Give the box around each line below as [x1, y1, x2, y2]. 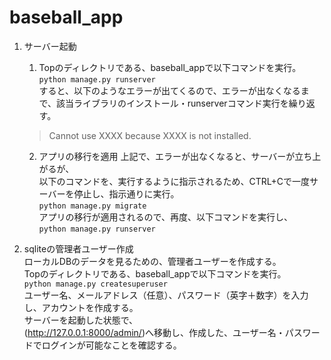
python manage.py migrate [38, 201, 147, 211]
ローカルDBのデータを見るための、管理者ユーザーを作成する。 [23, 255, 282, 267]
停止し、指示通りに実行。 [73, 187, 180, 200]
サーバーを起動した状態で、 [23, 314, 139, 326]
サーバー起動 [23, 40, 77, 52]
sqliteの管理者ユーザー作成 [23, 242, 134, 255]
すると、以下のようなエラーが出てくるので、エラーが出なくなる [38, 84, 301, 96]
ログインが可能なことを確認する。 [41, 339, 182, 351]
